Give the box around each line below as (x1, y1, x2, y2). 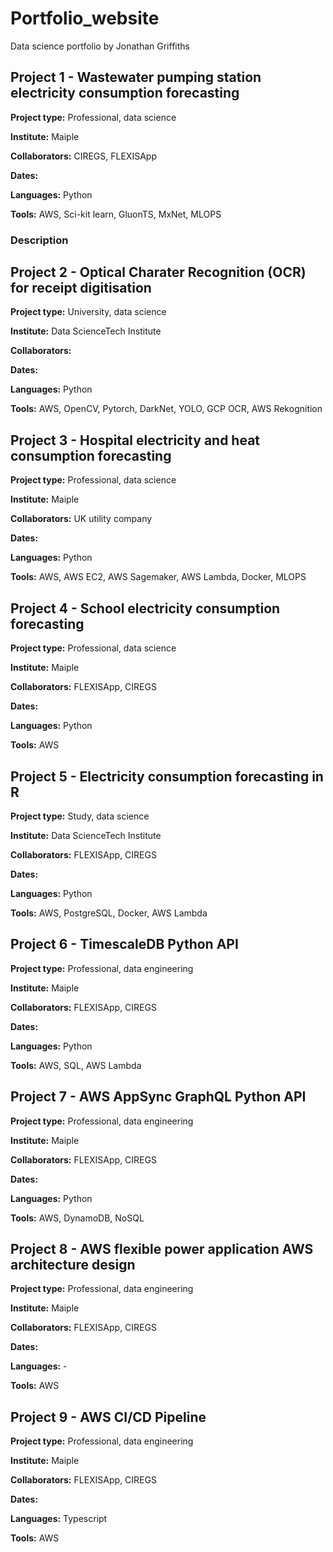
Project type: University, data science (10, 306, 167, 318)
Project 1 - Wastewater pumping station (10, 69, 262, 86)
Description (10, 233, 69, 247)
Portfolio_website (10, 7, 160, 30)
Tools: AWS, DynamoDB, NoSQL (10, 1212, 145, 1224)
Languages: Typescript (10, 1513, 108, 1525)
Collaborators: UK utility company (10, 513, 153, 525)
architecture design (10, 1256, 136, 1273)
